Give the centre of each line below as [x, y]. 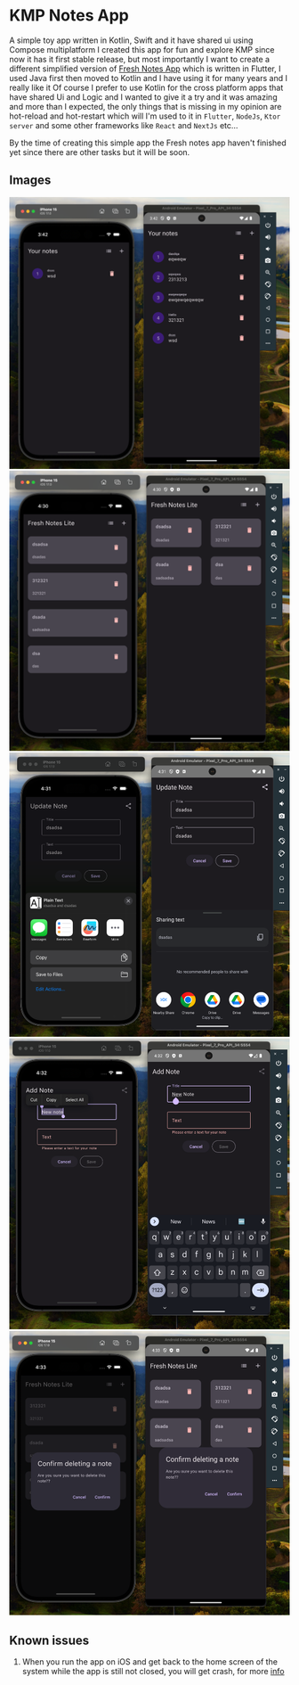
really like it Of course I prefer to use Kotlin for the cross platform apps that [146, 87]
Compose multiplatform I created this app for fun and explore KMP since [142, 49]
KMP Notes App [69, 16]
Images [30, 181]
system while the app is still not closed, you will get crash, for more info [153, 1672]
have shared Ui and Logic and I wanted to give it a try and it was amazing [143, 97]
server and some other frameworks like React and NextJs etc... [124, 125]
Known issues [49, 1640]
